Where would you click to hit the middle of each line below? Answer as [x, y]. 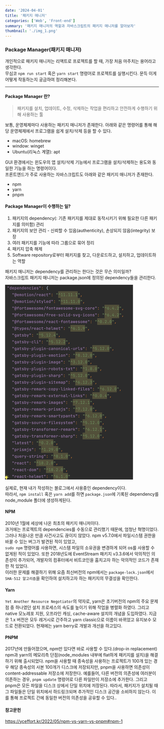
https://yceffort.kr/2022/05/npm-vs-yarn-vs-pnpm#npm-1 [64, 721]
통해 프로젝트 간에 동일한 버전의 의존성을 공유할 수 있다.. [63, 698]
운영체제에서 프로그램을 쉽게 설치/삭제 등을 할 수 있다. [61, 131]
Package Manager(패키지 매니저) [43, 50]
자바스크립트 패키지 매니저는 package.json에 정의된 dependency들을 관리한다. [81, 277]
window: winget [28, 146]
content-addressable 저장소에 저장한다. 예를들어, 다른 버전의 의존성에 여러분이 [81, 673]
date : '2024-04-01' [25, 10]
